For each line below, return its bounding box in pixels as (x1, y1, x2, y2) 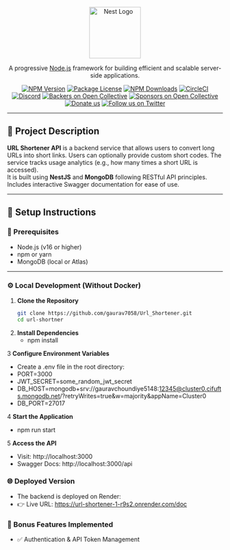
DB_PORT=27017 (16, 399, 66, 407)
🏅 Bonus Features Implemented (7, 519, 114, 529)
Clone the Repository (16, 296, 79, 305)
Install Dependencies (16, 328, 79, 336)
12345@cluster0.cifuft (158, 385, 222, 393)
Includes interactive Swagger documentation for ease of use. (7, 180, 180, 188)
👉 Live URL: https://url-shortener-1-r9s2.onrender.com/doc (16, 500, 188, 508)
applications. (103, 71, 140, 79)
